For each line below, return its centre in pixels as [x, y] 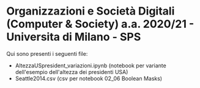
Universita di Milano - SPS [74, 37]
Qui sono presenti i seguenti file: [47, 53]
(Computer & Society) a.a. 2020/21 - [100, 24]
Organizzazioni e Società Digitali [91, 11]
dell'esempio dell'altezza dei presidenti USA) [72, 72]
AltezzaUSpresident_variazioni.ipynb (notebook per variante [91, 66]
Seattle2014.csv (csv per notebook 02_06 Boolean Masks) [89, 78]
